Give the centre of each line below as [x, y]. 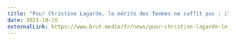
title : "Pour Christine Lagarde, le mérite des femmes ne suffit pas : [114, 14]
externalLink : [28, 26]
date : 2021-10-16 [33, 20]
